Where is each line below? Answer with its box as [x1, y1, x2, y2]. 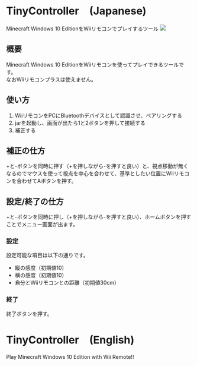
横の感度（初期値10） [14, 272, 67, 279]
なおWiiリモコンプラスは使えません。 [6, 75, 96, 83]
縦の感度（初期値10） [14, 264, 67, 272]
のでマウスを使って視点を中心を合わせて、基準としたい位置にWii [16, 170, 175, 177]
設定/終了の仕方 [6, 196, 64, 207]
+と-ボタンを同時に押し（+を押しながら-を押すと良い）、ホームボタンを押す [6, 213, 191, 220]
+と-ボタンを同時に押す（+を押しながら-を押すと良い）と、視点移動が [6, 163, 179, 170]
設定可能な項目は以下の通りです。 [6, 252, 89, 259]
